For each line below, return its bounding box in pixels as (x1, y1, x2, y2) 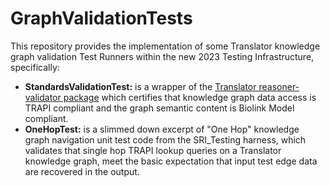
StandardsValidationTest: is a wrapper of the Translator (24, 80, 257, 92)
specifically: (10, 61, 60, 73)
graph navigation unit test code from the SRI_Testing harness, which (24, 133, 307, 146)
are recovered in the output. (24, 165, 140, 177)
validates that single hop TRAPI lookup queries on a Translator (24, 144, 282, 156)
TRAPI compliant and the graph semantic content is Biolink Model (24, 102, 295, 114)
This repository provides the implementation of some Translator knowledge (10, 40, 321, 52)
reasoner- (258, 80, 300, 92)
